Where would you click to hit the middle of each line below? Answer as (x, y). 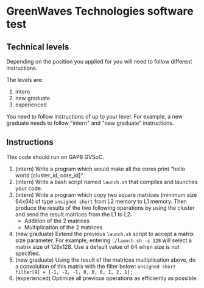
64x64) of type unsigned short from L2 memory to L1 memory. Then (101, 201)
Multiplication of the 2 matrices (63, 227)
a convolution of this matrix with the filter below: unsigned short (95, 266)
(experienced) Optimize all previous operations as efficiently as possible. (106, 278)
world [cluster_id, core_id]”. (49, 175)
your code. (29, 188)
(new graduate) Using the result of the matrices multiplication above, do (105, 260)
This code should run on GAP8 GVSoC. (55, 157)
